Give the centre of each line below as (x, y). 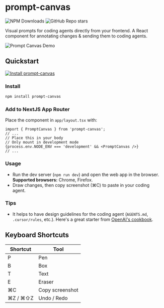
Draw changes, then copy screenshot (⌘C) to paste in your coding (81, 185)
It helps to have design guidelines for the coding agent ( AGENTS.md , (80, 214)
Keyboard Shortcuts (37, 235)
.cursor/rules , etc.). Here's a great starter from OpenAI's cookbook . (82, 219)
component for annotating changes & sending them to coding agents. (76, 36)
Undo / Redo (53, 298)
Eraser (46, 282)
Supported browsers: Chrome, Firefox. (52, 180)
